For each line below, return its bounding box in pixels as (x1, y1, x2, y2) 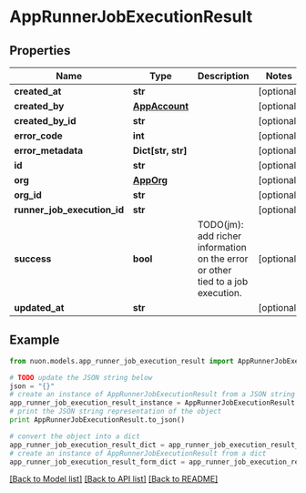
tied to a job (197, 275, 249, 288)
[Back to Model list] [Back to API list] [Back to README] (9, 474, 219, 485)
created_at (14, 85, 62, 98)
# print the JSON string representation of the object (9, 407, 222, 416)
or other (197, 264, 232, 276)
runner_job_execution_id (14, 203, 125, 216)
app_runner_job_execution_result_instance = (9, 398, 181, 407)
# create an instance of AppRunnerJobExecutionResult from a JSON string (9, 390, 296, 399)
